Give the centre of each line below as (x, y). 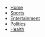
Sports (17, 13)
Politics (18, 24)
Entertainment (25, 18)
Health (17, 29)
